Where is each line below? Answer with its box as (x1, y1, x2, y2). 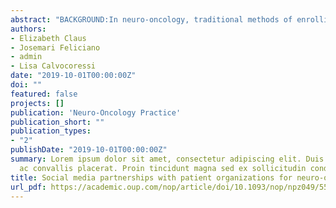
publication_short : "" (10, 117, 105, 127)
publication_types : (10, 126, 92, 136)
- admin (10, 52, 43, 62)
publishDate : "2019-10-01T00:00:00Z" (10, 145, 168, 155)
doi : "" (10, 80, 43, 90)
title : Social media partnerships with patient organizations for (10, 172, 293, 183)
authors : (10, 24, 47, 34)
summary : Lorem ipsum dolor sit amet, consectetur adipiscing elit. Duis (10, 154, 325, 164)
